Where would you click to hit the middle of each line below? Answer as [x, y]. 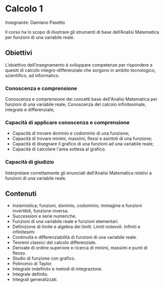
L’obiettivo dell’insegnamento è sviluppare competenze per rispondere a [79, 65]
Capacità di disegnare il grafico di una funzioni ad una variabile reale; [83, 144]
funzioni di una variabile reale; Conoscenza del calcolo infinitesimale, [76, 104]
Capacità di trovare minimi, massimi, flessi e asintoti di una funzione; [82, 139]
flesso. [19, 253]
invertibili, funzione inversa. [40, 211]
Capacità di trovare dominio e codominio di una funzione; [71, 133]
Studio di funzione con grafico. [44, 258]
